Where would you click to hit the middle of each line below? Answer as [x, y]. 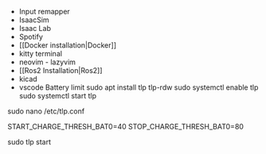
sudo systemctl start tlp [58, 96]
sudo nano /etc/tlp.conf [46, 111]
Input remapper [45, 12]
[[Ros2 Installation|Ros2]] [61, 70]
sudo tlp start [29, 142]
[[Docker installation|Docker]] [68, 45]
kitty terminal [41, 54]
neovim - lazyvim [47, 62]
